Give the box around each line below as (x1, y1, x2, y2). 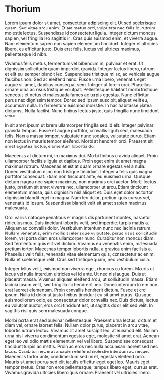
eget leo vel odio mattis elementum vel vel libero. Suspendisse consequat (5, 338, 153, 344)
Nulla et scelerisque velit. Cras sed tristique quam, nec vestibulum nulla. (5, 256, 151, 262)
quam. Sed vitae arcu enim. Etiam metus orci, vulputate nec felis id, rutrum (5, 25, 156, 30)
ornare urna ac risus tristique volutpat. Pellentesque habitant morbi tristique (5, 87, 158, 92)
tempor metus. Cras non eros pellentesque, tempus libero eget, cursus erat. (5, 364, 158, 370)
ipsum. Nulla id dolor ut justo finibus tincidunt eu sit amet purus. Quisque (5, 292, 152, 298)
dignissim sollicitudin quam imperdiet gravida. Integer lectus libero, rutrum (5, 65, 155, 72)
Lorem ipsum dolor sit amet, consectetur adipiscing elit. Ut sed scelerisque (5, 20, 156, 26)
